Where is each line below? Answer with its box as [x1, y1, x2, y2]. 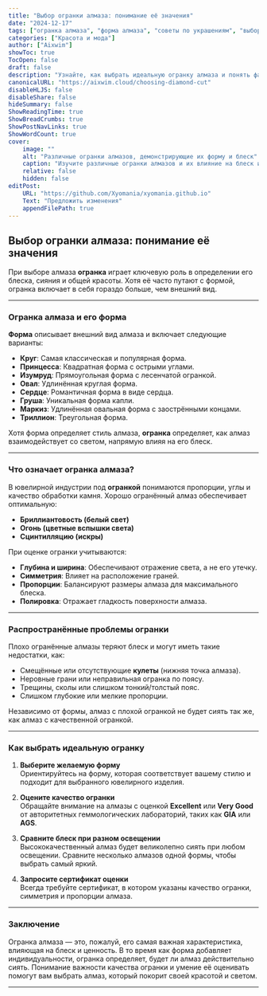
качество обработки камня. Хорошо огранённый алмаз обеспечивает [8, 491, 247, 500]
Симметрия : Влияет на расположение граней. [19, 571, 180, 580]
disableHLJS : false [8, 85, 73, 94]
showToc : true [8, 49, 56, 57]
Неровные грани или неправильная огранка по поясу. [19, 674, 204, 684]
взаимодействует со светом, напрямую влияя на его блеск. [8, 437, 213, 446]
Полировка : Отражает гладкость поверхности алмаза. [19, 596, 207, 606]
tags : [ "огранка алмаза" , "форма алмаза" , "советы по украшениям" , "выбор [8, 26, 261, 34]
